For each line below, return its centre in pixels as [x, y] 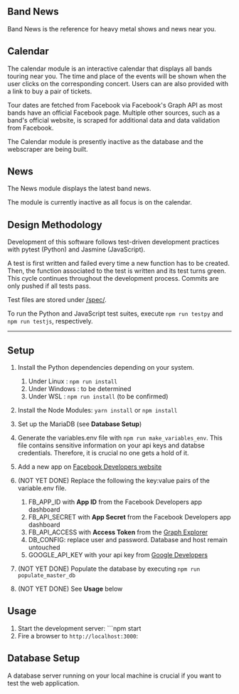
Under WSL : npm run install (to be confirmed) [98, 397]
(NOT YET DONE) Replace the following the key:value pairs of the [113, 481]
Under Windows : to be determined [80, 389]
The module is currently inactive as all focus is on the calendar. [100, 202]
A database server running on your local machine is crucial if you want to [115, 675]
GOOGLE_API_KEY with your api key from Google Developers [118, 555]
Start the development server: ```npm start [79, 628]
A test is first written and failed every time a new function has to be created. [118, 264]
